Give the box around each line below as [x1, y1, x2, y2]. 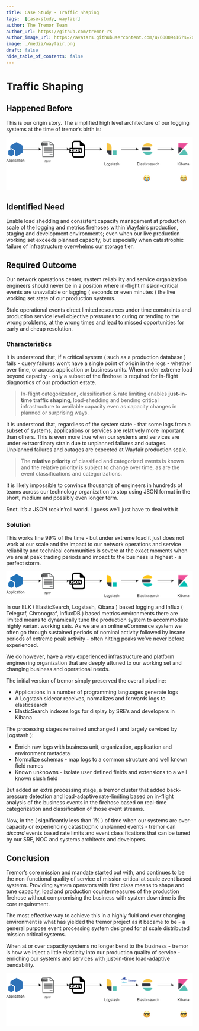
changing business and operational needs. [6, 666, 110, 673]
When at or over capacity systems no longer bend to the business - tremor [6, 942, 188, 950]
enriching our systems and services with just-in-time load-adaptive [6, 955, 171, 963]
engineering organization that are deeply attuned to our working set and [6, 659, 182, 667]
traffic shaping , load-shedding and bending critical [33, 397, 159, 404]
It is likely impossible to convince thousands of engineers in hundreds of [6, 482, 183, 489]
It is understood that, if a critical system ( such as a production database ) [6, 354, 187, 361]
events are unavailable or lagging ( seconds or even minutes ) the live [6, 288, 176, 296]
